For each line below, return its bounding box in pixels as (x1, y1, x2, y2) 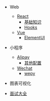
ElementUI (24, 35, 45, 40)
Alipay (17, 54, 30, 60)
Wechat (17, 65, 33, 71)
